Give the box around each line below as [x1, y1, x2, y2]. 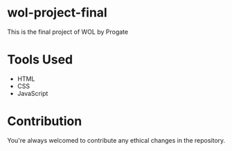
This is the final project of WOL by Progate [7, 28, 129, 36]
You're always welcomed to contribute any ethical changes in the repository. [7, 136, 226, 144]
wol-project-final [7, 5, 107, 21]
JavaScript [17, 89, 48, 97]
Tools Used [7, 52, 73, 68]
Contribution [7, 114, 82, 129]
